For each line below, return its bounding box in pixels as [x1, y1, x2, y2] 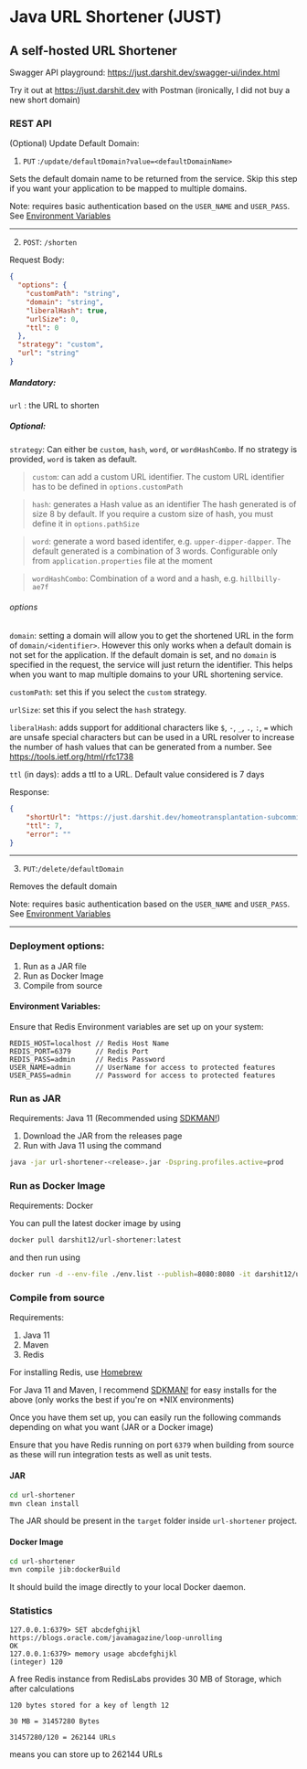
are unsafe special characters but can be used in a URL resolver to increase [9, 732, 295, 743]
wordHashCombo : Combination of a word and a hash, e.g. [31, 573, 238, 584]
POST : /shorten [22, 237, 78, 248]
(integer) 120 [9, 1657, 64, 1667]
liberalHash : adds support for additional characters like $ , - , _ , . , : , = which [9, 722, 293, 733]
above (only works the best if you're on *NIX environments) [9, 1394, 235, 1405]
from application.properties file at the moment [31, 555, 213, 566]
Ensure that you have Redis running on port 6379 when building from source [9, 1439, 294, 1450]
